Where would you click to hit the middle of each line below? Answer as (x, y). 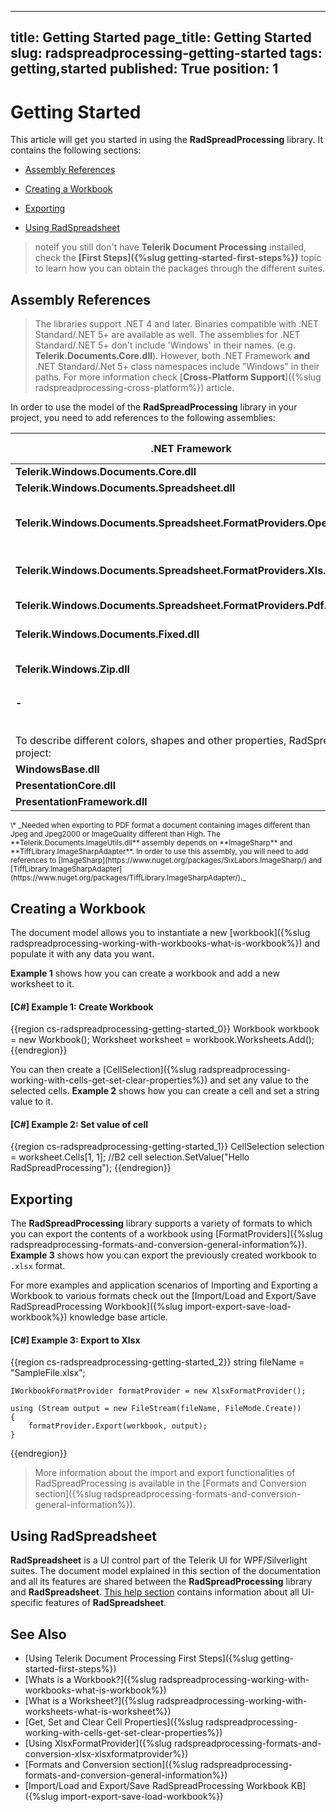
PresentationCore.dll (66, 786)
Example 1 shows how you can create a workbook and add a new (145, 973)
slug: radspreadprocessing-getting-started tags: (166, 53)
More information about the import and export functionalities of (165, 1473)
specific (27, 1603)
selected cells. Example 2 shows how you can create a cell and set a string (165, 1091)
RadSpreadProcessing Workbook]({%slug (96, 1307)
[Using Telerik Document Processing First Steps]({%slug (141, 1658)
